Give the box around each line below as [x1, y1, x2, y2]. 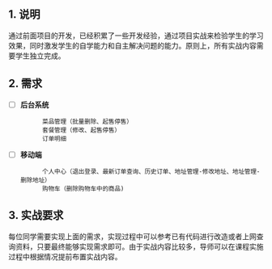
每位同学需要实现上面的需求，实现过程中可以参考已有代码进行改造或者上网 [8, 231, 257, 241]
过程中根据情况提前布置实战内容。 [8, 251, 122, 261]
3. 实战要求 [8, 208, 64, 222]
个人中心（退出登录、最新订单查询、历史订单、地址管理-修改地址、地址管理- [41, 167, 261, 175]
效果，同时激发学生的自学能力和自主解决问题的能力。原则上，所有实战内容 [8, 40, 257, 50]
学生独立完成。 [15, 51, 66, 61]
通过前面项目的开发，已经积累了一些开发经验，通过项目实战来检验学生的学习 [8, 31, 264, 40]
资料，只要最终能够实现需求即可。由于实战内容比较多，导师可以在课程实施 [15, 242, 264, 251]
